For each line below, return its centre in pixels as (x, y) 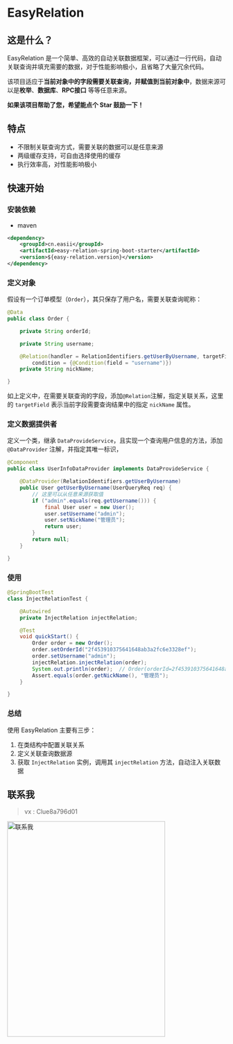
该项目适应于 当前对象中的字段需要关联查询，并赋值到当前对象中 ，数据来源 (113, 82)
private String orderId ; (55, 331)
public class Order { (38, 319)
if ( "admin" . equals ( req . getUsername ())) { (94, 501)
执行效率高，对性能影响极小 (57, 164)
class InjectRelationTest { (48, 599)
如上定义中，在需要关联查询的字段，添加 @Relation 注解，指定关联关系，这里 (115, 396)
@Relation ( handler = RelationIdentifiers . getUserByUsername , (110, 356)
